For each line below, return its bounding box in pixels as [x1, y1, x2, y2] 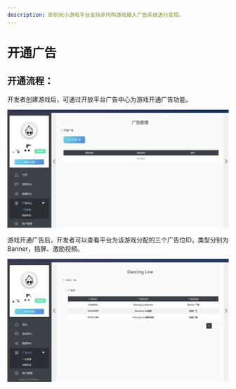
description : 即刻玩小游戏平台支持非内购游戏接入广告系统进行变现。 [7, 11, 185, 18]
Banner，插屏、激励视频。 [7, 244, 84, 253]
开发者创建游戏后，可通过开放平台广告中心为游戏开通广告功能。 [7, 95, 192, 104]
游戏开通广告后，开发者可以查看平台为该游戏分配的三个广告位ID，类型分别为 [7, 235, 229, 244]
